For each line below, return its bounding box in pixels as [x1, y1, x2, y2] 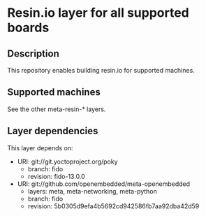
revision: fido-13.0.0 [27, 172, 85, 180]
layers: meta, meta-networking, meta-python [27, 187, 157, 195]
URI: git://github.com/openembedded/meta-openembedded [17, 180, 191, 188]
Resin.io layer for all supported [7, 5, 190, 21]
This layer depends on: [7, 143, 73, 152]
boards [7, 20, 50, 36]
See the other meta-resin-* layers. [7, 105, 106, 113]
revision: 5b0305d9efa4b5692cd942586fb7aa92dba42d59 [27, 201, 200, 210]
